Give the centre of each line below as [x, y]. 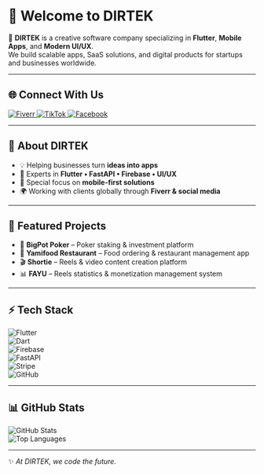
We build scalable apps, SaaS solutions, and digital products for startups [126, 54]
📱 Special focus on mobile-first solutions [87, 182]
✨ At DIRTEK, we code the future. [62, 461]
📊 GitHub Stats [46, 408]
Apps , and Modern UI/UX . [51, 46]
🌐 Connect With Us [56, 95]
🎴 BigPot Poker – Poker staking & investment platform [106, 245]
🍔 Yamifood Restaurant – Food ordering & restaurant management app [134, 253]
